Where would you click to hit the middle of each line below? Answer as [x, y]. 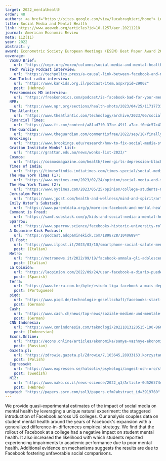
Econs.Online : [24, 337]
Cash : [15, 309]
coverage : [15, 56]
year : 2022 [16, 42]
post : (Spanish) [31, 277]
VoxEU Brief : [23, 60]
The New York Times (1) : [35, 176]
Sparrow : [19, 222]
